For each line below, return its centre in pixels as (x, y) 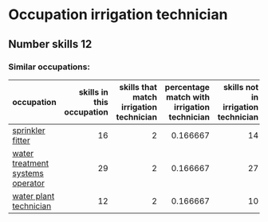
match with (188, 97)
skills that (138, 87)
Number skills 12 (50, 44)
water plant (33, 196)
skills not (241, 87)
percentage (187, 87)
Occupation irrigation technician (118, 15)
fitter (21, 140)
